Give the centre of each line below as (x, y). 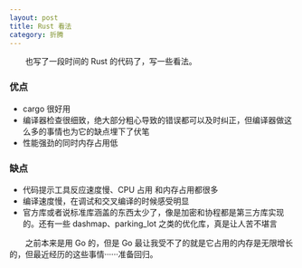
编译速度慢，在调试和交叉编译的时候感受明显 (106, 201)
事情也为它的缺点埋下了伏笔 (98, 131)
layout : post (34, 18)
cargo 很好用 (46, 109)
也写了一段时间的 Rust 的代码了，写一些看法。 (111, 62)
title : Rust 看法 (41, 26)
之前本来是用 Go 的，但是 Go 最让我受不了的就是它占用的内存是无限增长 (160, 243)
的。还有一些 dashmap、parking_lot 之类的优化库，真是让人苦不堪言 (150, 224)
